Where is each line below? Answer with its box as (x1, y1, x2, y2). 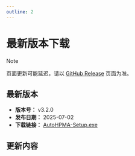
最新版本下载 (6, 37, 71, 50)
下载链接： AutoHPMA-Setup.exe (14, 122, 98, 129)
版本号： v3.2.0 (14, 106, 54, 114)
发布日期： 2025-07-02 (14, 114, 74, 121)
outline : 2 (6, 8, 34, 15)
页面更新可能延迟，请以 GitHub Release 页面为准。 (6, 70, 133, 77)
